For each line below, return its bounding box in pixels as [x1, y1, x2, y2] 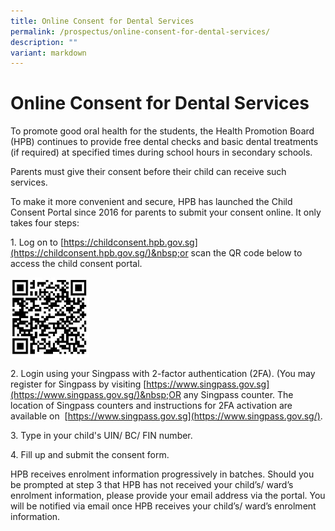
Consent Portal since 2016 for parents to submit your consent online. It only [10, 206, 322, 219]
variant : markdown [10, 48, 87, 58]
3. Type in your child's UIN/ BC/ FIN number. [10, 429, 193, 441]
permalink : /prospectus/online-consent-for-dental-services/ [10, 26, 271, 37]
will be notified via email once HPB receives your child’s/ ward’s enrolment [10, 500, 317, 512]
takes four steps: [10, 217, 80, 229]
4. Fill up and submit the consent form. [10, 448, 170, 460]
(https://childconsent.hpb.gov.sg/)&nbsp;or [10, 247, 189, 259]
